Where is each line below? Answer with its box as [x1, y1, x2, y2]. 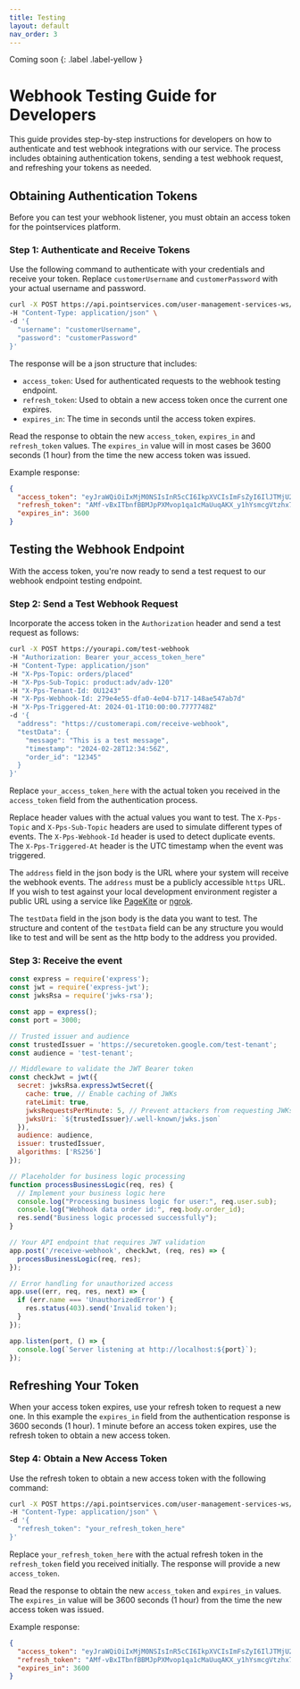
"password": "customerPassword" [17, 333, 138, 342]
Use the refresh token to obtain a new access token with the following [9, 1473, 266, 1484]
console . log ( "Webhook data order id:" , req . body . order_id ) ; [17, 1205, 246, 1215]
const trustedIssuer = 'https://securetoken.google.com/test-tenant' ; [9, 1040, 278, 1049]
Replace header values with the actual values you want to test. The [9, 812, 256, 823]
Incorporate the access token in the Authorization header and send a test [9, 618, 281, 629]
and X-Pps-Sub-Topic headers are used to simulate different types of [30, 822, 283, 832]
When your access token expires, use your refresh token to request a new [9, 1401, 281, 1412]
